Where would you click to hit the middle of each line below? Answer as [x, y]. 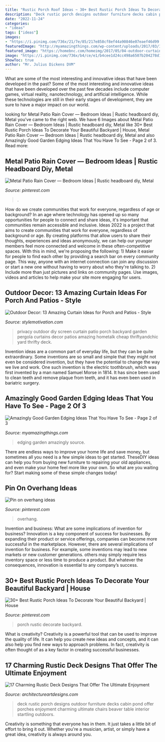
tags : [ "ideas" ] [22, 32]
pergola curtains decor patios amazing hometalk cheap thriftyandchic [88, 337]
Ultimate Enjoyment [36, 673]
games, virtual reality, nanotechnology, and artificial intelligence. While [77, 95]
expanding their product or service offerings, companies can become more [81, 539]
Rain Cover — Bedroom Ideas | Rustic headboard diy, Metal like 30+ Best [79, 125]
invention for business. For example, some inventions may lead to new [76, 549]
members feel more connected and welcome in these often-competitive [78, 246]
